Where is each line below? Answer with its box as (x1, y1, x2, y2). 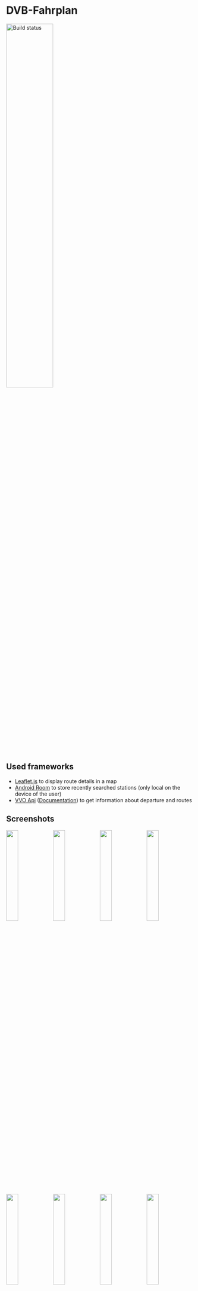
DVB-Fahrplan (6, 4, 78, 17)
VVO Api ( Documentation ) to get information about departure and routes (14, 796, 192, 803)
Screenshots (6, 814, 55, 824)
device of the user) (14, 790, 62, 797)
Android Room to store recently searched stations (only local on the (14, 784, 181, 791)
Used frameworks (6, 762, 74, 772)
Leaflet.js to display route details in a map (14, 777, 117, 785)
